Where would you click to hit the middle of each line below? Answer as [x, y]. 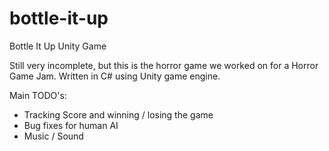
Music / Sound [53, 136]
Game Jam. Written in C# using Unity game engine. [115, 76]
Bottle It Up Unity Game [58, 46]
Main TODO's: [38, 95]
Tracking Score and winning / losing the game [118, 114]
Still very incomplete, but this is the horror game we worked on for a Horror [164, 65]
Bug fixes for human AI [71, 125]
